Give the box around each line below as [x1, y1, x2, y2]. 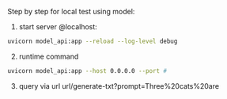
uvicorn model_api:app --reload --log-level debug [7, 37, 178, 45]
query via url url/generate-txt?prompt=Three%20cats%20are [18, 81, 219, 90]
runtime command [18, 51, 79, 61]
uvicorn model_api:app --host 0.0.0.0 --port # [7, 67, 168, 74]
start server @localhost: [18, 22, 98, 31]
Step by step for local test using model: [7, 7, 135, 16]
